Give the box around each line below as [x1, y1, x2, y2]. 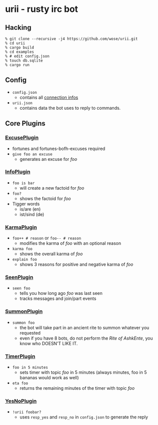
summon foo [12, 320, 35, 325]
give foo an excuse [12, 151, 53, 157]
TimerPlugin [5, 353, 36, 359]
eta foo [12, 381, 28, 386]
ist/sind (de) [19, 211, 44, 217]
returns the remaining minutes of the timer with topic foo [19, 385, 135, 391]
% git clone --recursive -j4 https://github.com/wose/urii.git [5, 36, 138, 41]
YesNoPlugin [5, 397, 37, 404]
